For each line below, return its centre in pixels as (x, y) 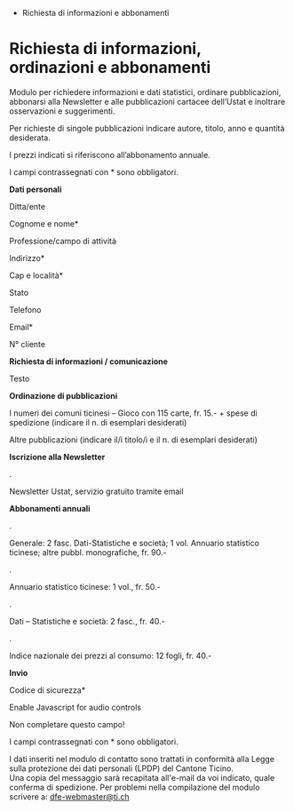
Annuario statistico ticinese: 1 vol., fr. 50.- (85, 586)
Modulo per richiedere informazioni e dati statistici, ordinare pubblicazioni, (145, 91)
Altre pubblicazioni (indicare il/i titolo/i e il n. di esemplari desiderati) (133, 440)
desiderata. (30, 138)
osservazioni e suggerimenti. (62, 111)
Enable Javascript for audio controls (75, 707)
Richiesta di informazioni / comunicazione (89, 361)
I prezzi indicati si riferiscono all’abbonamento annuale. (110, 155)
